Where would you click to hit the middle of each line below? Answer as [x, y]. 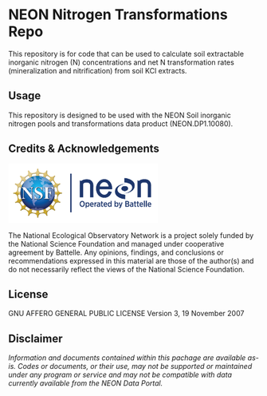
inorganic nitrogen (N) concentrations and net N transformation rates [122, 62]
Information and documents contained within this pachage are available [127, 358]
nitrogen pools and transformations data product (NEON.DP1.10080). [121, 123]
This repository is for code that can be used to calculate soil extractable [126, 53]
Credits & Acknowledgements [84, 149]
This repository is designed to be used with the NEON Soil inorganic [120, 115]
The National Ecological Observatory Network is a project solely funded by [131, 235]
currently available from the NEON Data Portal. [86, 383]
